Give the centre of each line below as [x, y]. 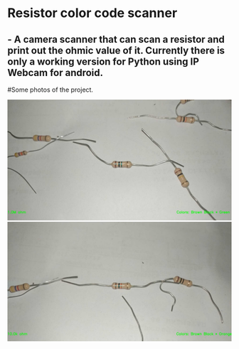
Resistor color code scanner [92, 13]
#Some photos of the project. [51, 90]
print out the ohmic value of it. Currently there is [116, 50]
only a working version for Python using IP [103, 61]
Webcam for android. [55, 73]
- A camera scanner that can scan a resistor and [116, 39]
